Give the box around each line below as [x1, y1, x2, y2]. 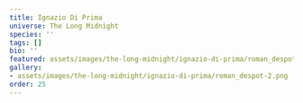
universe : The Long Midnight [9, 21, 119, 30]
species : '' [9, 30, 54, 39]
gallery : [9, 64, 42, 73]
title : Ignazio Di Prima [9, 13, 103, 22]
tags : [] [9, 38, 42, 47]
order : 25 [9, 80, 47, 89]
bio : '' [9, 47, 39, 56]
